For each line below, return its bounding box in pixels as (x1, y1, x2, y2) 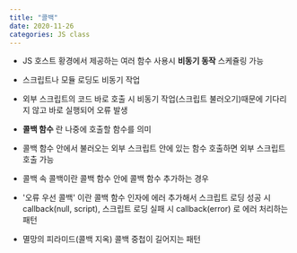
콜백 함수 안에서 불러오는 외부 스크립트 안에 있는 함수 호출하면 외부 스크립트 (22, 143, 286, 153)
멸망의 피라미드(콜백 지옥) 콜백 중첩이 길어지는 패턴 (22, 234, 201, 245)
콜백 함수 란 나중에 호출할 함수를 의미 (22, 124, 152, 135)
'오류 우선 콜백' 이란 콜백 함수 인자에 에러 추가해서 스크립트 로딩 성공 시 (22, 192, 271, 203)
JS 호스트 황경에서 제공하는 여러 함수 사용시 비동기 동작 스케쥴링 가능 (22, 56, 265, 66)
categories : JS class (9, 30, 91, 39)
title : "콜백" (9, 13, 58, 22)
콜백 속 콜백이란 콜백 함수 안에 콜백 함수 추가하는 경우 (22, 173, 209, 184)
